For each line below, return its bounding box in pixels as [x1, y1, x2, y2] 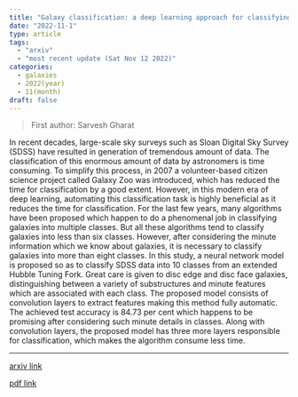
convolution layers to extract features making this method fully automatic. [9, 298, 278, 308]
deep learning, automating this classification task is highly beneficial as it [9, 194, 277, 204]
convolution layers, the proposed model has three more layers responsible [9, 326, 281, 337]
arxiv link [9, 361, 43, 371]
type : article [9, 29, 62, 38]
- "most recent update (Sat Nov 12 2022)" [17, 54, 176, 63]
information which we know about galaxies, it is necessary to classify [9, 241, 263, 251]
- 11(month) [17, 87, 62, 96]
